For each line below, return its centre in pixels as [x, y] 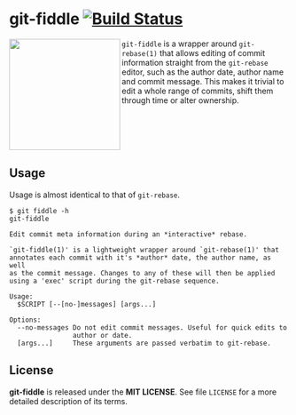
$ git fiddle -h [39, 211]
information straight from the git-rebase [195, 62]
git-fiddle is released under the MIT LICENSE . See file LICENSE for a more [143, 392]
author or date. [102, 335]
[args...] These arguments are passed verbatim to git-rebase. [144, 343]
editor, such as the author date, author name [203, 72]
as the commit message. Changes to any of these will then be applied [142, 273]
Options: [25, 320]
